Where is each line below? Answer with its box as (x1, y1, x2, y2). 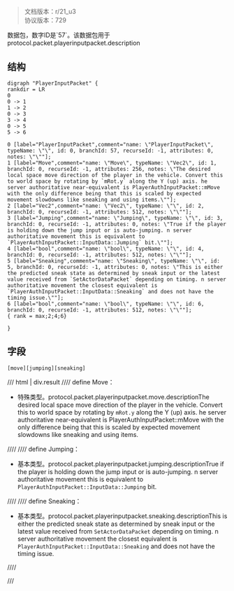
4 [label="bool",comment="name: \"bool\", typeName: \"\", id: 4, (7, 245, 205, 252)
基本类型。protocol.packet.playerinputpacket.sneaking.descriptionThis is (17, 511, 228, 520)
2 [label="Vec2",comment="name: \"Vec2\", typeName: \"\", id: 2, (7, 202, 205, 209)
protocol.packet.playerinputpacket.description (7, 39, 141, 48)
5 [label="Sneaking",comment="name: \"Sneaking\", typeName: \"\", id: (7, 258, 220, 265)
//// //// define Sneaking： (7, 496, 82, 505)
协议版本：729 (24, 16, 66, 25)
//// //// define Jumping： (7, 445, 80, 453)
